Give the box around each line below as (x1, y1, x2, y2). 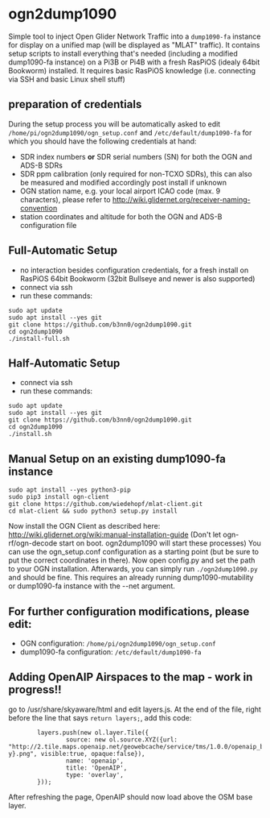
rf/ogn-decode (8, 538, 58, 548)
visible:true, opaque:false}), (40, 749, 146, 758)
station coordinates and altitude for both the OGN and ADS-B (19, 211, 223, 222)
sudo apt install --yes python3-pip (8, 486, 131, 494)
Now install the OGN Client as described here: (8, 521, 161, 531)
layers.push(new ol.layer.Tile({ (37, 729, 149, 737)
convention (19, 203, 58, 213)
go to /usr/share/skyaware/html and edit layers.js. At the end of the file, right (8, 704, 261, 714)
